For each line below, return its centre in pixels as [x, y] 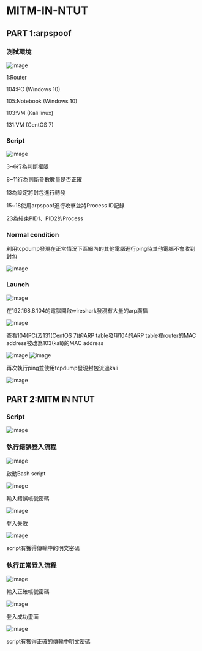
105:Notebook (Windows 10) [42, 101]
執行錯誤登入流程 [32, 447]
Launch [18, 285]
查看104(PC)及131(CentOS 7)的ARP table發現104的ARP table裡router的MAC [101, 335]
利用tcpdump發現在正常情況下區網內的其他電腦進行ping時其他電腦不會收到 [101, 249]
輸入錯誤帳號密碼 [28, 498]
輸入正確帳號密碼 [28, 592]
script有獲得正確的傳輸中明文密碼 [48, 642]
